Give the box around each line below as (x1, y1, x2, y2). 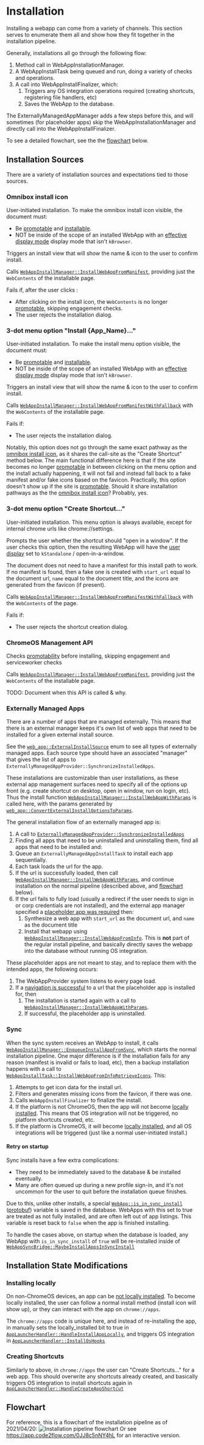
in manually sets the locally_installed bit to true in (6, 1324, 129, 1331)
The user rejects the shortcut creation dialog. (15, 623, 129, 630)
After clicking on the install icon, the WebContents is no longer (15, 298, 168, 306)
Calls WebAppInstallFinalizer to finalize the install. (15, 1096, 142, 1104)
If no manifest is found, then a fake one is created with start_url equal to (6, 568, 191, 575)
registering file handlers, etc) (24, 94, 97, 101)
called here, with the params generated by (6, 800, 113, 807)
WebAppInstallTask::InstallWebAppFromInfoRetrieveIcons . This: (6, 1072, 166, 1079)
